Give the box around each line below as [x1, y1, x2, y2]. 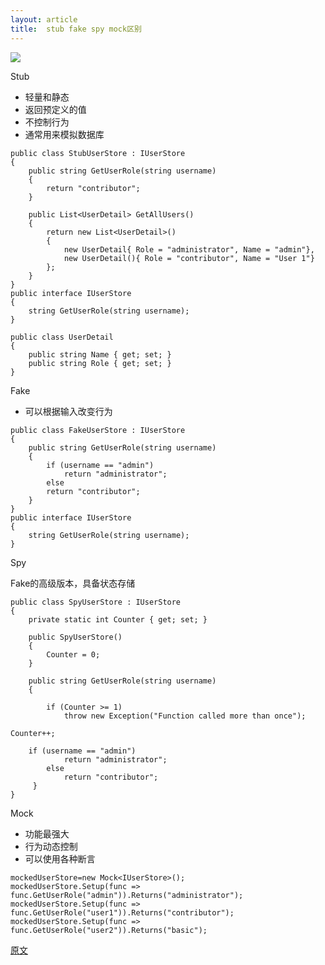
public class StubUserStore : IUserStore [10, 148, 186, 158]
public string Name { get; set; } [28, 349, 172, 360]
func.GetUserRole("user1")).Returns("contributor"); [10, 907, 235, 918]
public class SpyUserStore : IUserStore [10, 597, 182, 607]
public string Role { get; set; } [28, 358, 172, 368]
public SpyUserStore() [28, 632, 123, 642]
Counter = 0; [46, 649, 101, 660]
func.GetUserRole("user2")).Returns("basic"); [10, 925, 208, 935]
